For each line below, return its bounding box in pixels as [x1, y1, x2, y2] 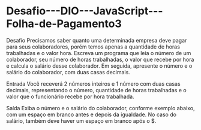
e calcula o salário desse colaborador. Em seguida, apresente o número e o [6, 62, 193, 69]
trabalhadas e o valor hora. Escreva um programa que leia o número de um [6, 49, 191, 56]
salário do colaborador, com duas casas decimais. [6, 68, 130, 75]
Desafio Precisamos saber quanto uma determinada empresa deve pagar [6, 37, 187, 44]
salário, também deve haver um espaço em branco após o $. [6, 117, 157, 124]
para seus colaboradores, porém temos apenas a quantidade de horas [6, 43, 180, 50]
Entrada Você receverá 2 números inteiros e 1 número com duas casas [6, 80, 181, 87]
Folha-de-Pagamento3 [6, 17, 122, 31]
